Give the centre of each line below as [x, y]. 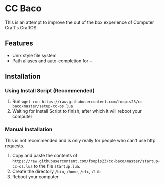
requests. [15, 146]
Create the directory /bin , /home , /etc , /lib [56, 171]
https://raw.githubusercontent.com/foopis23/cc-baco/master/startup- [86, 161]
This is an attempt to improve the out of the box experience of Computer [80, 22]
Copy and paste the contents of [45, 155]
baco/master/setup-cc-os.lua [43, 106]
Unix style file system [34, 55]
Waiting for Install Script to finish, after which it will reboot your [77, 111]
